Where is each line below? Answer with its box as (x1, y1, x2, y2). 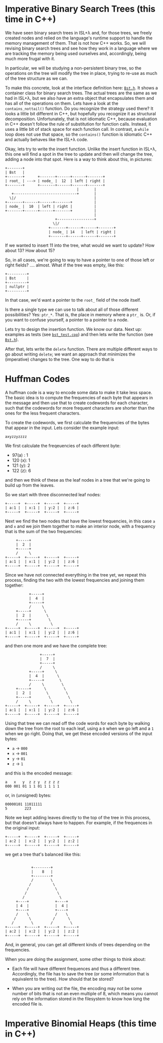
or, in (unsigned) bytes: (5, 792, 51, 798)
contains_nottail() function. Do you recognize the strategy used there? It (5, 106, 154, 111)
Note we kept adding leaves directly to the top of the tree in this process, (5, 814, 151, 820)
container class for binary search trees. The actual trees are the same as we (5, 90, 157, 96)
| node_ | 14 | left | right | (48, 230, 116, 234)
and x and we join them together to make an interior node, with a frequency (5, 523, 156, 529)
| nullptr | (5, 284, 29, 289)
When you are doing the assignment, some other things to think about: (5, 956, 146, 962)
